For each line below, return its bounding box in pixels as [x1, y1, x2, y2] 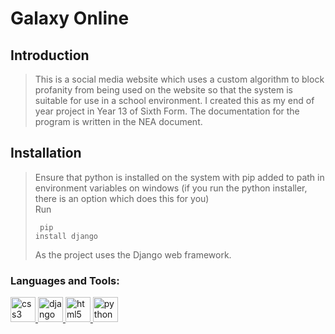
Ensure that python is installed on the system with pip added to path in [34, 171, 325, 183]
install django [34, 231, 99, 241]
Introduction [10, 47, 90, 64]
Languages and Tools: [10, 273, 120, 287]
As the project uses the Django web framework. [34, 248, 232, 261]
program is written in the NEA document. [34, 116, 203, 127]
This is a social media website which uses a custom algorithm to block [34, 73, 325, 85]
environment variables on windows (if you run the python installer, [34, 182, 308, 194]
